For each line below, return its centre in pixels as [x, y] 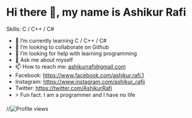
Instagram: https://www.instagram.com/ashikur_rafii [80, 81]
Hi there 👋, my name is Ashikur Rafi [96, 12]
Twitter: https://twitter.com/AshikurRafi [63, 88]
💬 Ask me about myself [44, 60]
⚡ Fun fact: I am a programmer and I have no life [75, 95]
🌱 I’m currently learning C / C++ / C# [61, 40]
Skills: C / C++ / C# [30, 29]
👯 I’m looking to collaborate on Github [62, 47]
